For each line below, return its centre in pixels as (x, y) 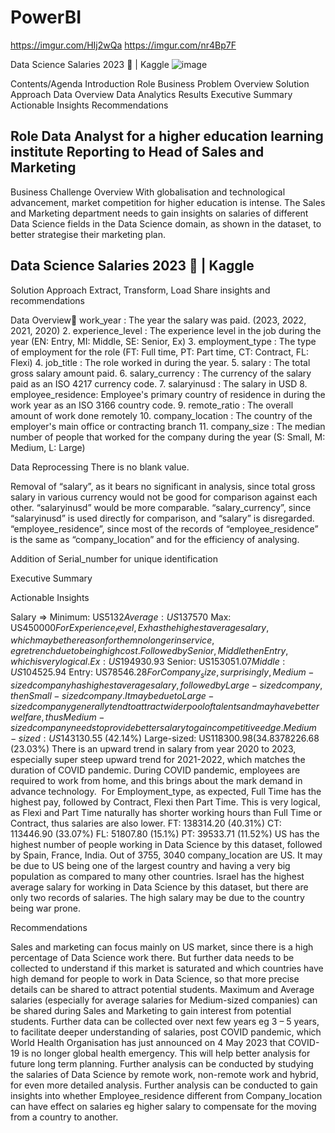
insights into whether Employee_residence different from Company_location (166, 1096)
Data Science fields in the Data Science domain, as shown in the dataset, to (166, 223)
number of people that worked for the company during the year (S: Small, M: (168, 437)
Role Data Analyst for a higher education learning (167, 136)
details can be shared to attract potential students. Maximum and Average (162, 990)
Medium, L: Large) (48, 447)
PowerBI (46, 17)
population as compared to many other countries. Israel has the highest (157, 877)
